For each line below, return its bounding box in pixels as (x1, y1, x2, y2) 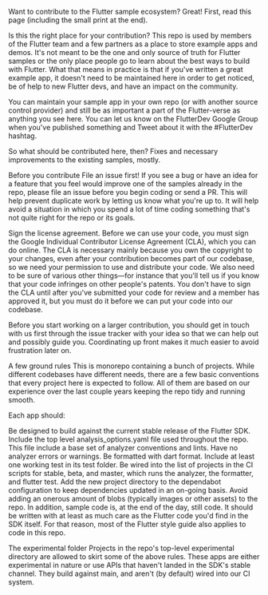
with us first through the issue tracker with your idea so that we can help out (8, 329, 259, 338)
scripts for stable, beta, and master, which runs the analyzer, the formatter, (8, 469, 254, 478)
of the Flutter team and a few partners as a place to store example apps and (8, 39, 258, 49)
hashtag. (8, 131, 37, 141)
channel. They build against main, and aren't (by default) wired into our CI (8, 569, 250, 578)
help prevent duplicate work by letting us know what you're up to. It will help (8, 196, 259, 205)
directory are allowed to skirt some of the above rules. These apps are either (8, 552, 260, 561)
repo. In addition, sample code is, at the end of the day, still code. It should (8, 502, 254, 512)
